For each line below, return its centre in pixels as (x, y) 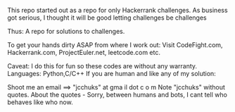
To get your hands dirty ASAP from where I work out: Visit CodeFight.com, (115, 45)
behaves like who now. (40, 102)
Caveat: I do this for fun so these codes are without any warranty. (102, 66)
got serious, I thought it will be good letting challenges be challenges (107, 18)
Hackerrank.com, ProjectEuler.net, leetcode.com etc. (84, 52)
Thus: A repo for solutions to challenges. (66, 31)
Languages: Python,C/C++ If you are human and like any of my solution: (112, 74)
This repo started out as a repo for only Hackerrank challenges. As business (118, 10)
